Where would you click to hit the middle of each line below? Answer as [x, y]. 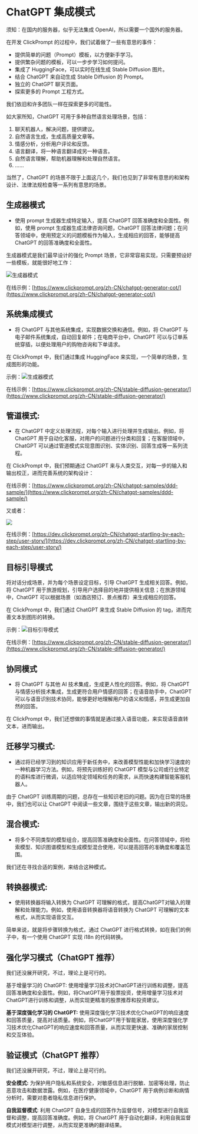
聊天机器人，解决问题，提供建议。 [56, 129]
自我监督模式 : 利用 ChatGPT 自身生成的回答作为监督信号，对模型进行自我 [95, 1110]
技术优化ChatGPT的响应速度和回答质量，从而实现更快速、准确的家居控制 [100, 1027]
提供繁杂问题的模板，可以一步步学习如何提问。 [71, 62]
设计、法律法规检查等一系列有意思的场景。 [58, 185]
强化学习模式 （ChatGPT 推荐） [63, 957]
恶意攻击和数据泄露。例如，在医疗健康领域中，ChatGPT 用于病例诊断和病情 [98, 1090]
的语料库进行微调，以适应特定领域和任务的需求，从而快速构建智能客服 [100, 777]
